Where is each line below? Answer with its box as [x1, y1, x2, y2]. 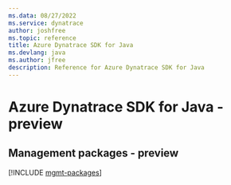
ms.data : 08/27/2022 [8, 11, 77, 20]
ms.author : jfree [8, 57, 66, 65]
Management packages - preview [8, 147, 179, 160]
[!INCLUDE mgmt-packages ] [8, 167, 102, 177]
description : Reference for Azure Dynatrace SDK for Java [8, 64, 205, 72]
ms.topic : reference [8, 33, 77, 42]
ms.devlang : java [8, 49, 66, 57]
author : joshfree [8, 26, 66, 34]
